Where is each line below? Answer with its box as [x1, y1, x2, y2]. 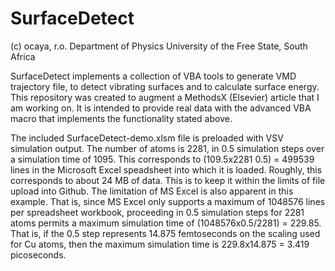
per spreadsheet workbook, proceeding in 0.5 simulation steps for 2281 [10, 206, 305, 218]
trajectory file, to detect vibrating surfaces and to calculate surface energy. [10, 80, 320, 92]
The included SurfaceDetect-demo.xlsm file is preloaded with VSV [10, 132, 284, 144]
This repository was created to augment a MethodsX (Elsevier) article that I [10, 91, 320, 103]
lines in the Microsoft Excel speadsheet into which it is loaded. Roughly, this [10, 163, 323, 176]
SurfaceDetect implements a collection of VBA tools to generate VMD [10, 70, 297, 82]
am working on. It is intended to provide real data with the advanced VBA [10, 102, 312, 114]
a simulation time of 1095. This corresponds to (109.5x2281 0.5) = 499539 [10, 153, 315, 165]
